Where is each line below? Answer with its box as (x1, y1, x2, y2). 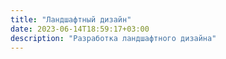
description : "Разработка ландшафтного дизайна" (10, 33, 217, 43)
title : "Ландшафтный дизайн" (10, 14, 132, 25)
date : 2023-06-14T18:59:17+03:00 (10, 24, 150, 34)
